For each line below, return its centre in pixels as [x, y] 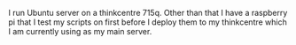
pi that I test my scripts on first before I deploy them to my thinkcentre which [148, 22]
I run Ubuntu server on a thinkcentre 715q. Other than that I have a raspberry [148, 13]
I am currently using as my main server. [80, 31]
